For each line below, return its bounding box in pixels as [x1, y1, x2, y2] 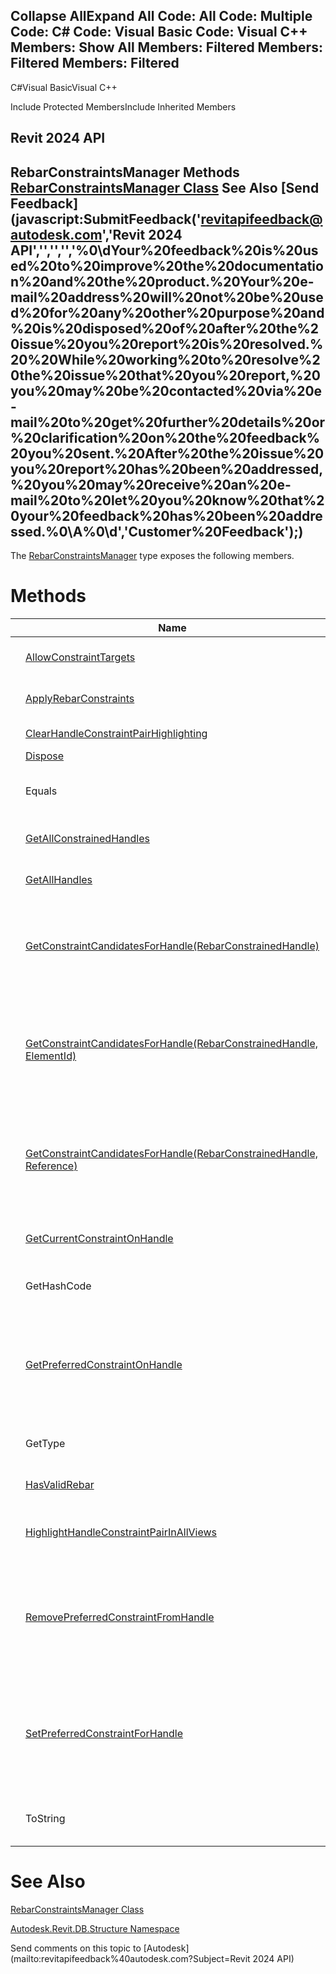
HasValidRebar [25, 1477, 95, 1491]
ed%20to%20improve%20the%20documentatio [10, 257, 324, 274]
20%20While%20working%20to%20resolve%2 [10, 351, 321, 368]
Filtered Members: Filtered [10, 55, 180, 72]
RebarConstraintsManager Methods [10, 164, 240, 181]
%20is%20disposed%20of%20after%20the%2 [10, 320, 320, 337]
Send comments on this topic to [10, 1942, 142, 1954]
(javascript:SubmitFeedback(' [10, 210, 202, 228]
